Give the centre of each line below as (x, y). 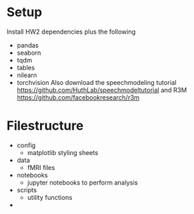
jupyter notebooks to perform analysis (83, 182)
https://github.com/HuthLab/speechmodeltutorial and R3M (102, 90)
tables (26, 67)
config (26, 145)
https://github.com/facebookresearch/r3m (78, 97)
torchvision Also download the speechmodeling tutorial (97, 82)
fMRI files (41, 167)
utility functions (50, 197)
